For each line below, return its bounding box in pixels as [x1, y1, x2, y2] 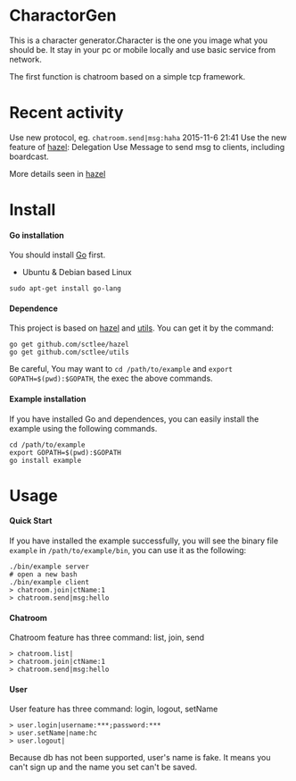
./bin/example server [9, 562, 90, 572]
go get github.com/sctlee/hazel [9, 340, 129, 349]
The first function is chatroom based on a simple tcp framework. [9, 71, 246, 81]
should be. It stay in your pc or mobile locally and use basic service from [9, 44, 276, 55]
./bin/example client [9, 578, 90, 587]
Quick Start [9, 516, 53, 526]
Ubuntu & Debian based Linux [21, 267, 132, 278]
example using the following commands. [9, 423, 158, 433]
